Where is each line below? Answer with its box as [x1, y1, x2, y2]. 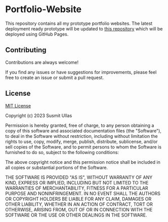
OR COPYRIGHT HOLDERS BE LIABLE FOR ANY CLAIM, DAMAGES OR [5, 196, 152, 202]
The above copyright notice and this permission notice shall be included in [5, 159, 160, 165]
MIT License [5, 102, 31, 108]
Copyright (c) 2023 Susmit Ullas [5, 113, 72, 119]
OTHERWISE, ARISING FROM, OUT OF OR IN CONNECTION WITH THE [5, 206, 153, 212]
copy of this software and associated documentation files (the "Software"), [5, 128, 162, 134]
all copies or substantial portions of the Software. [5, 164, 108, 170]
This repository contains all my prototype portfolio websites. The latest [5, 20, 153, 26]
